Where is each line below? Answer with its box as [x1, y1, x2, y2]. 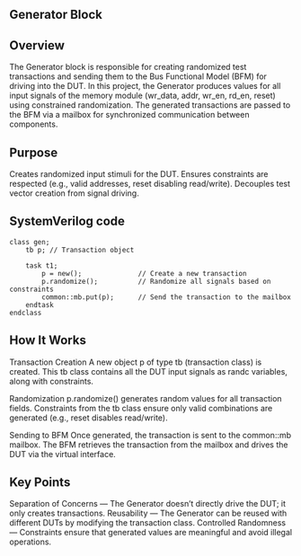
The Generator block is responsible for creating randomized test [9, 62, 247, 73]
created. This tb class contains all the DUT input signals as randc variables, [9, 366, 288, 376]
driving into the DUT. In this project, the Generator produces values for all [9, 81, 281, 92]
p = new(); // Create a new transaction [41, 269, 247, 278]
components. [9, 119, 58, 129]
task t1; [25, 260, 58, 270]
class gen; [9, 237, 50, 246]
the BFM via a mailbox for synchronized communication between [9, 110, 250, 120]
